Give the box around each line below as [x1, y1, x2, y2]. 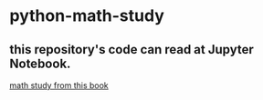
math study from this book [9, 80, 110, 91]
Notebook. [9, 55, 71, 71]
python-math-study [9, 5, 164, 26]
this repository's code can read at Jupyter [9, 42, 254, 57]
